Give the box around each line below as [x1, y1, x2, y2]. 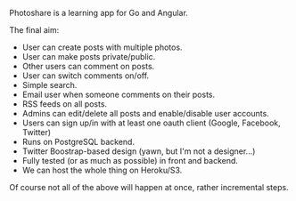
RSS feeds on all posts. [21, 99, 108, 109]
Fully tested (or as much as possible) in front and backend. [21, 156, 239, 165]
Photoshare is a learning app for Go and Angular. [9, 8, 189, 18]
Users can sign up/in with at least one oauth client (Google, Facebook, [21, 117, 281, 128]
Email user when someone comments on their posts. [21, 89, 216, 100]
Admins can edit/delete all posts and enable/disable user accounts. [21, 109, 269, 118]
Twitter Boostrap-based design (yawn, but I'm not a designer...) [21, 146, 256, 157]
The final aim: [9, 25, 60, 35]
